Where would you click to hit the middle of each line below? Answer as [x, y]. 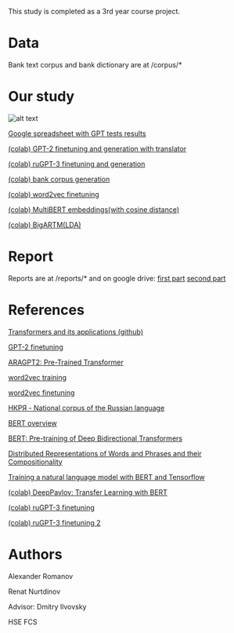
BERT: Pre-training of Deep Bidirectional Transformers [95, 438]
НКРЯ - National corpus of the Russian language [86, 408]
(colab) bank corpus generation [59, 179]
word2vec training [38, 377]
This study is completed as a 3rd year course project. [94, 11]
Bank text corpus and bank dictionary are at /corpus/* [95, 64]
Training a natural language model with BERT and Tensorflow [106, 477]
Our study [41, 97]
